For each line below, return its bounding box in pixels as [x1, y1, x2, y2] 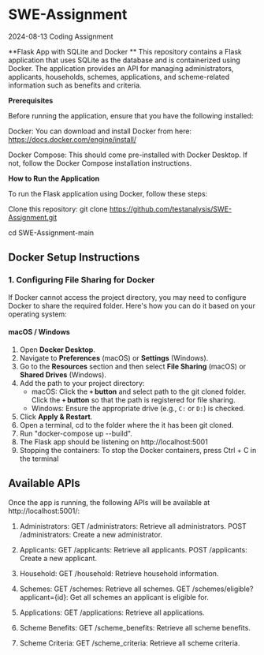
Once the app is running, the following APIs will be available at [8, 497, 210, 507]
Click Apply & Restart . [19, 412, 93, 421]
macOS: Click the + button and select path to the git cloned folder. [31, 387, 247, 396]
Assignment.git [8, 212, 58, 222]
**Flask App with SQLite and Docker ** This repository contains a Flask [8, 47, 243, 56]
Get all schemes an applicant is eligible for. [69, 592, 209, 601]
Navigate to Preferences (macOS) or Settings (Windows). [19, 353, 209, 362]
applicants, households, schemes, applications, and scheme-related [8, 72, 230, 81]
